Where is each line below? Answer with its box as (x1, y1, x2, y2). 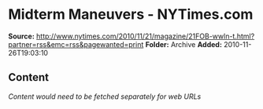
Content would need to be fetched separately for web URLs (8, 92, 202, 101)
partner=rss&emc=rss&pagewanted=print (8, 39, 144, 49)
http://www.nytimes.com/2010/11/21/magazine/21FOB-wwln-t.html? (36, 31, 255, 41)
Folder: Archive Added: (145, 39, 223, 49)
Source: (8, 31, 35, 41)
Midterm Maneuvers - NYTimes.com (8, 5, 254, 24)
